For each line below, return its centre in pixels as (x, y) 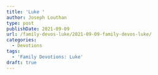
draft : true (21, 62)
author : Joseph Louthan (37, 18)
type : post (20, 23)
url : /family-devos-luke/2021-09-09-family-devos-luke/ (79, 34)
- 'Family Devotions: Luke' (48, 57)
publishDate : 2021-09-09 (38, 29)
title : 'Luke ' (26, 12)
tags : (13, 51)
